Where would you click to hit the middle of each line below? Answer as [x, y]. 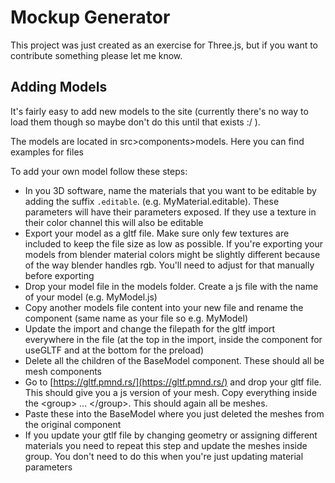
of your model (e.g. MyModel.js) [91, 297]
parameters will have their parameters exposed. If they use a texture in [170, 212]
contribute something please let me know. [96, 55]
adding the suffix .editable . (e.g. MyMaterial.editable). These [152, 201]
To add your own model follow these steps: [99, 171]
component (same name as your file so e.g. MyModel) [136, 318]
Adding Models [59, 87]
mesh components [63, 371]
